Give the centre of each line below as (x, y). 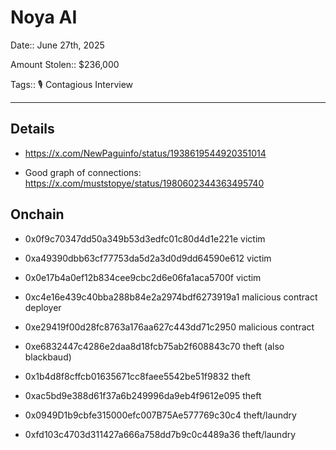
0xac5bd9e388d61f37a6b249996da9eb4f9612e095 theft (143, 395)
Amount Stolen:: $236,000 (65, 64)
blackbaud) (48, 357)
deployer (43, 307)
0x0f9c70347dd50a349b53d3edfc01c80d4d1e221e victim (145, 238)
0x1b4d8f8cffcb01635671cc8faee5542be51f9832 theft (137, 376)
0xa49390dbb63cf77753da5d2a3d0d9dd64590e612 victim (148, 258)
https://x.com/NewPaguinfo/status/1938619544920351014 (145, 153)
